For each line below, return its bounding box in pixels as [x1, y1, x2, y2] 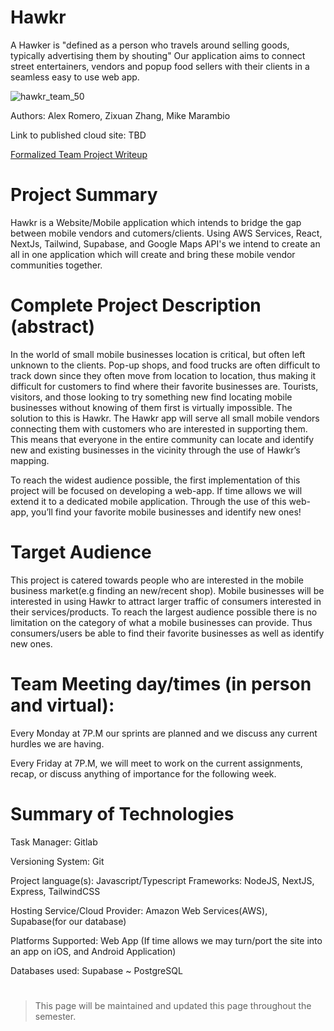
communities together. [10, 259, 103, 271]
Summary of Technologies [10, 802, 235, 825]
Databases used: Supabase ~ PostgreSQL [10, 964, 183, 976]
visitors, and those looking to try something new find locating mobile [10, 391, 293, 403]
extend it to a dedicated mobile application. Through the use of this [10, 495, 287, 507]
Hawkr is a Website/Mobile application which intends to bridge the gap [10, 216, 302, 228]
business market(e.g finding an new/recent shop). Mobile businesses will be [10, 584, 325, 596]
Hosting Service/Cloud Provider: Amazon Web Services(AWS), [10, 904, 268, 916]
